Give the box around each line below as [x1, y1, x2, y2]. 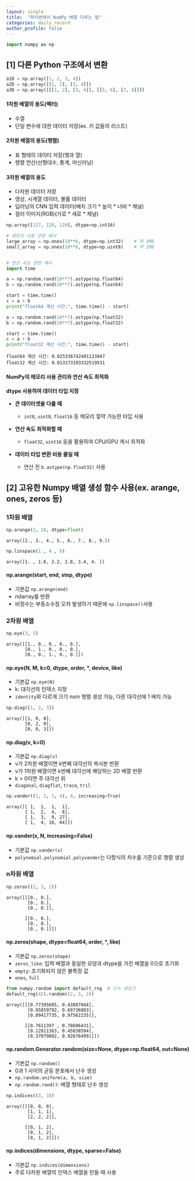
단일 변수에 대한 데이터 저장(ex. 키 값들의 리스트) [14, 122, 128, 129]
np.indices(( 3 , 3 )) [6, 1092, 55, 1099]
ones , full [14, 974, 40, 981]
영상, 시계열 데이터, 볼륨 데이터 [14, 195, 87, 202]
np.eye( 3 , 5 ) [6, 631, 39, 637]
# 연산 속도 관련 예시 [6, 260, 52, 266]
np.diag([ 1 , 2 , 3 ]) [6, 705, 55, 711]
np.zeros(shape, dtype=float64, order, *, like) [6, 939, 121, 946]
